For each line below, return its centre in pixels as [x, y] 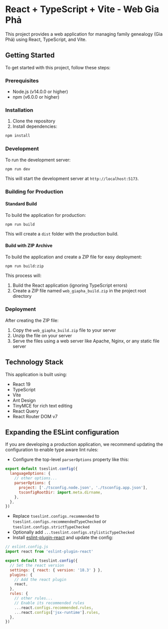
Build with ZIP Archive [29, 245]
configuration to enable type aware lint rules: [52, 450]
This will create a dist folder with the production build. [62, 234]
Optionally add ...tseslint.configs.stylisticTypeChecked [73, 532]
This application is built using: [36, 374]
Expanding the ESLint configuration [62, 432]
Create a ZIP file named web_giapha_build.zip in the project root [79, 291]
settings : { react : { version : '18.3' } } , [56, 570]
